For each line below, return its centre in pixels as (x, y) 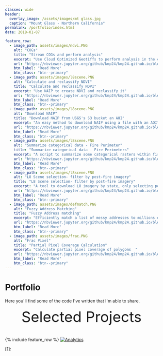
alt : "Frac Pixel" (32, 240)
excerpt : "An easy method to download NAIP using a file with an (81, 122)
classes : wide (19, 10)
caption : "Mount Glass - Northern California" (57, 23)
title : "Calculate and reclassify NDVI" (55, 86)
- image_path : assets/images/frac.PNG (49, 236)
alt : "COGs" (26, 50)
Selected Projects (81, 316)
